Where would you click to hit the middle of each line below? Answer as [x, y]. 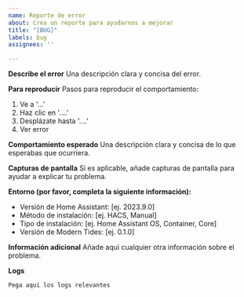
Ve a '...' [32, 104]
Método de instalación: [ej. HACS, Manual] [88, 215]
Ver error [34, 130]
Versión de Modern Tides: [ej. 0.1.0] [77, 232]
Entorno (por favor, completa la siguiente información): [100, 192]
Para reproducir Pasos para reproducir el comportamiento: [103, 89]
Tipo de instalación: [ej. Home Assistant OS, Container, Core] [118, 224]
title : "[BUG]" [33, 30]
